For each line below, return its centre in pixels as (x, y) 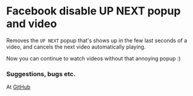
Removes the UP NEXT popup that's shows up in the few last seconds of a (97, 40)
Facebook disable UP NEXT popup (93, 11)
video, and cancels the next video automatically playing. (76, 47)
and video (32, 24)
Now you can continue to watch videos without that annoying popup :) (93, 58)
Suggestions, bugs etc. (41, 74)
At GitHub (18, 87)
